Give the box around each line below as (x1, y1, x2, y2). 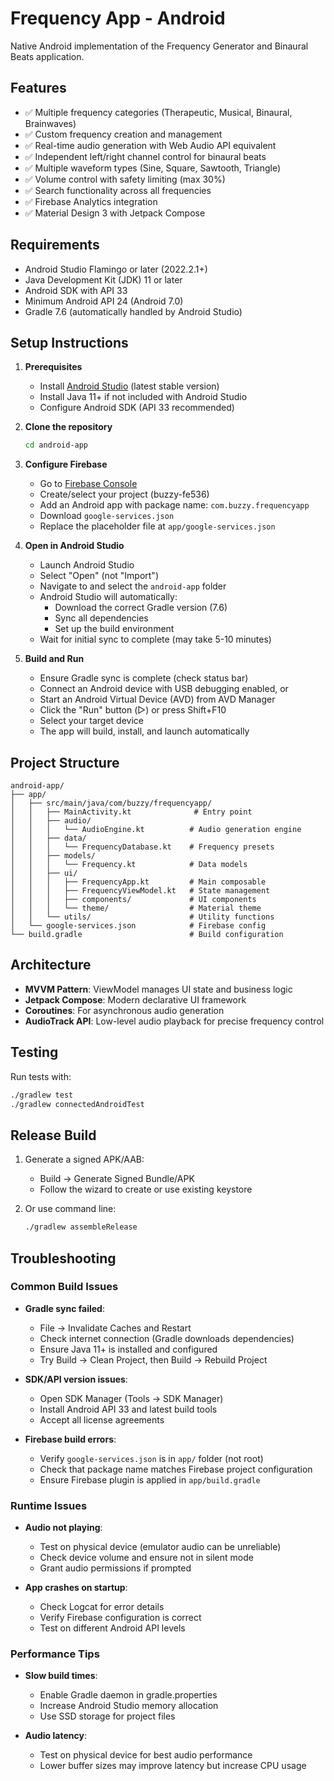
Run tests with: (10, 1070, 72, 1082)
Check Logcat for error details (39, 1601, 165, 1613)
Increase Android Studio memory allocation (39, 1700, 219, 1712)
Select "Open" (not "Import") (39, 570, 159, 582)
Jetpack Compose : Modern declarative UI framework (24, 993, 247, 1006)
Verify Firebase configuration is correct (39, 1612, 202, 1624)
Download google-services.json (39, 510, 175, 522)
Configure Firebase (24, 458, 108, 471)
